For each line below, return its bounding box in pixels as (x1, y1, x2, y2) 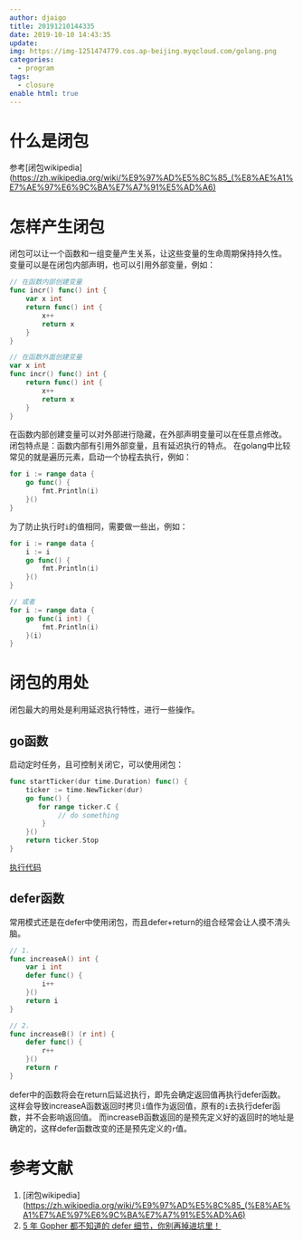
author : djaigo (9, 13, 67, 23)
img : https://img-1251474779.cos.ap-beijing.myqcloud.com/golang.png (9, 47, 278, 56)
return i (25, 996, 59, 1005)
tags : (9, 72, 30, 81)
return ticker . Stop (25, 836, 99, 846)
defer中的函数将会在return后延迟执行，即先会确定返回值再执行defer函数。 (9, 1089, 286, 1100)
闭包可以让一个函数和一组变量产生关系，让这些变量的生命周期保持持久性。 (9, 248, 287, 259)
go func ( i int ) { (25, 614, 91, 623)
